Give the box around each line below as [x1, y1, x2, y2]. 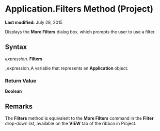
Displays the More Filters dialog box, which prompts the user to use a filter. [5, 29, 156, 34]
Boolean [5, 88, 22, 94]
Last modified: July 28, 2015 [5, 19, 63, 25]
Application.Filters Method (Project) [5, 3, 154, 15]
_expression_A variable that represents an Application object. [5, 65, 128, 71]
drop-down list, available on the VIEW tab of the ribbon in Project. [5, 120, 137, 126]
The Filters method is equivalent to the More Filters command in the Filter [5, 115, 154, 121]
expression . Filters [5, 56, 43, 62]
